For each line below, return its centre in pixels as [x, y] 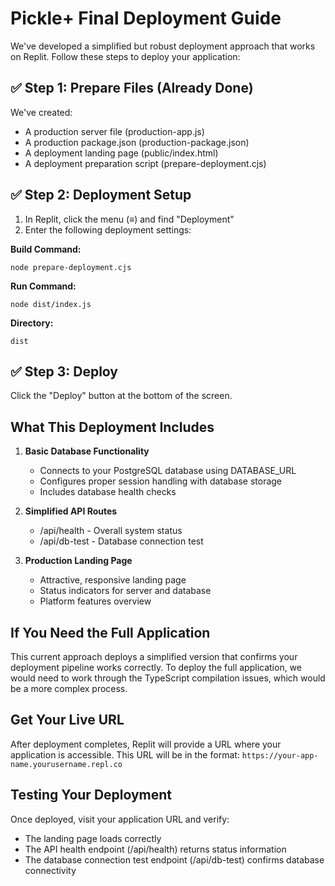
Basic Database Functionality [87, 451]
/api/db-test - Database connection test [121, 541]
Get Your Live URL [67, 720]
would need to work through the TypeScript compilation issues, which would [168, 678]
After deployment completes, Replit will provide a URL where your [146, 744]
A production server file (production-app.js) [114, 131]
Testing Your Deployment [91, 795]
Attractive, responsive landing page [113, 580]
